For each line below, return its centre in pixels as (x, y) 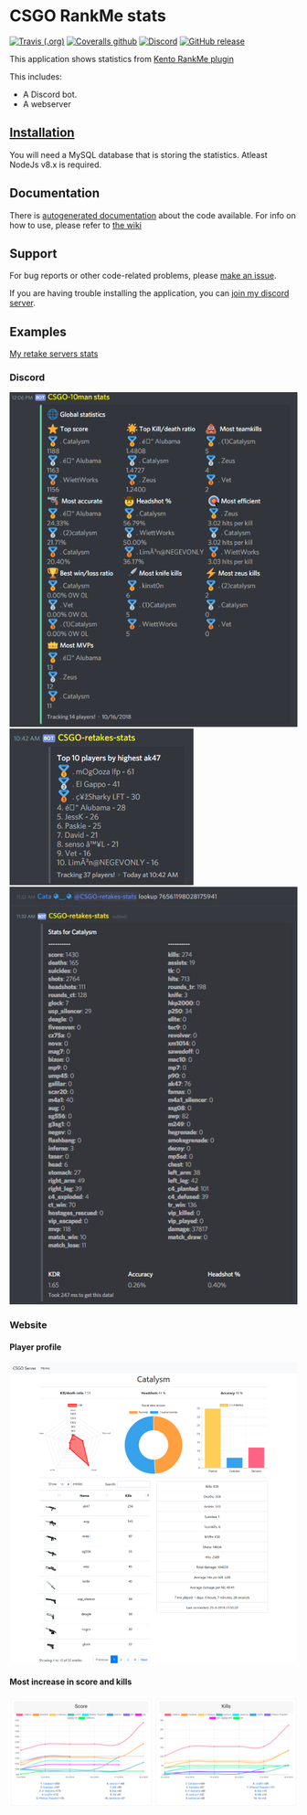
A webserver (47, 104)
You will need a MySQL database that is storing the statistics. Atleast (138, 154)
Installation (42, 133)
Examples (38, 331)
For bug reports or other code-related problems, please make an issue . (143, 276)
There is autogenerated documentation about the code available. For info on (153, 215)
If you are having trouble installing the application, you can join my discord (149, 293)
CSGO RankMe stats (88, 16)
